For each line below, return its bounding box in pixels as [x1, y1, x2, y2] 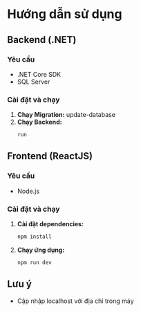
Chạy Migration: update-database [17, 111, 116, 119]
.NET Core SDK [17, 70, 62, 78]
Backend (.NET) [7, 34, 77, 46]
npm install [17, 233, 52, 241]
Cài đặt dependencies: [17, 220, 84, 228]
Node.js [17, 187, 40, 195]
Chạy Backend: [17, 118, 62, 127]
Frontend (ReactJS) [7, 150, 93, 162]
